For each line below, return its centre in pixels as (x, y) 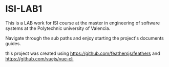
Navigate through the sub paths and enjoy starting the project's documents (84, 38)
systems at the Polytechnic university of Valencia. (58, 28)
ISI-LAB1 (24, 9)
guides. (13, 43)
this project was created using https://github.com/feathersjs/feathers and (83, 53)
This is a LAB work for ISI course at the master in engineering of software (83, 23)
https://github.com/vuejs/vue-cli (39, 58)
